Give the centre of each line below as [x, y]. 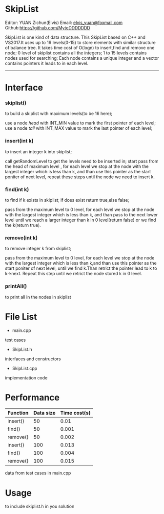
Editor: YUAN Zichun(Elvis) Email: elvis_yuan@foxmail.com [64, 23]
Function [18, 413]
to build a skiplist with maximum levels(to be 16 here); [59, 114]
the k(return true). [23, 225]
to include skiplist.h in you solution [40, 506]
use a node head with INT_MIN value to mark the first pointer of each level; [81, 123]
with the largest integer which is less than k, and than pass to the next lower [81, 215]
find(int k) [17, 189]
